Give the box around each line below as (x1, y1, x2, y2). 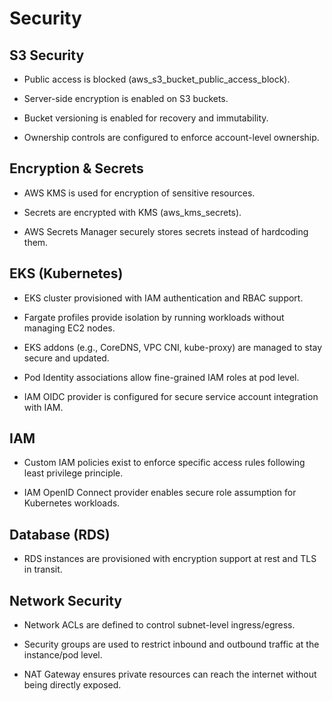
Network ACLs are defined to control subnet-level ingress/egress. (23, 619, 296, 631)
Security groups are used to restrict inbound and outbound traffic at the (23, 638, 320, 651)
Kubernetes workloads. (23, 497, 121, 509)
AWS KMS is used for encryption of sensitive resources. (23, 187, 256, 199)
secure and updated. (23, 352, 110, 364)
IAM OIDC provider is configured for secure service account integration (23, 390, 319, 402)
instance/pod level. (23, 649, 103, 661)
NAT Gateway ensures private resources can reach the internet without (23, 668, 317, 681)
